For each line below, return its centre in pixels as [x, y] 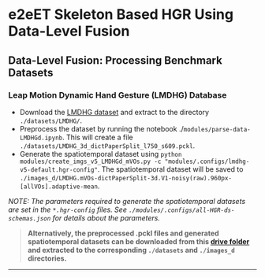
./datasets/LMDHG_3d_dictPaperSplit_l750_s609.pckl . [107, 145]
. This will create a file [97, 137]
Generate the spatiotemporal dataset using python [101, 154]
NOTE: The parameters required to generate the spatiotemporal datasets [127, 201]
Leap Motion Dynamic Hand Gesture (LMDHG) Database [118, 95]
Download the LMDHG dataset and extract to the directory [114, 112]
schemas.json [30, 218]
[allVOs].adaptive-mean [59, 187]
